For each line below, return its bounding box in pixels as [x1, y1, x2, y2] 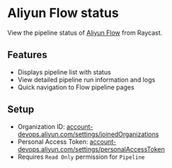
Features [7, 49, 47, 61]
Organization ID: [17, 122, 65, 130]
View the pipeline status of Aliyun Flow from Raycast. [7, 28, 163, 37]
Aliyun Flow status [7, 5, 119, 21]
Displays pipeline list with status [17, 67, 111, 76]
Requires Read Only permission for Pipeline [17, 152, 145, 161]
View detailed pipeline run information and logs [17, 75, 156, 84]
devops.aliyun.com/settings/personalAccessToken [17, 145, 165, 153]
